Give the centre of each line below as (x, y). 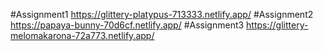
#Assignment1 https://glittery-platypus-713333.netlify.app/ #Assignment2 (162, 14)
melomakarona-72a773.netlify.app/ (82, 35)
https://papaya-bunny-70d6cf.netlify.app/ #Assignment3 (127, 25)
